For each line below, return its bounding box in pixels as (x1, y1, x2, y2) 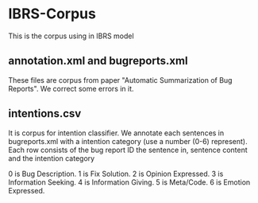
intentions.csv (8, 107, 82, 120)
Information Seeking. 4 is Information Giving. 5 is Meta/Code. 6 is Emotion (8, 177, 251, 187)
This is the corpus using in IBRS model (8, 31, 134, 41)
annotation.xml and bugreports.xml (8, 54, 188, 68)
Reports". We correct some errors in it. (8, 84, 134, 93)
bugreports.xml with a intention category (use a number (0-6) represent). (8, 136, 248, 146)
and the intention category (8, 153, 95, 163)
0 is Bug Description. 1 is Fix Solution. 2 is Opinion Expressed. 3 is (8, 169, 224, 178)
